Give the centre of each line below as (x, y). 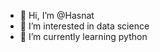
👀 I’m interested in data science (84, 26)
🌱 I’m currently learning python (83, 36)
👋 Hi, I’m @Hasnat (57, 15)
